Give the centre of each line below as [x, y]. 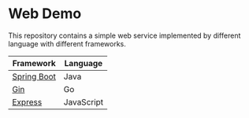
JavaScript [84, 101]
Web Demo [45, 14]
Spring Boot [34, 76]
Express [27, 101]
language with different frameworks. [67, 43]
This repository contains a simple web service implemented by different [124, 35]
